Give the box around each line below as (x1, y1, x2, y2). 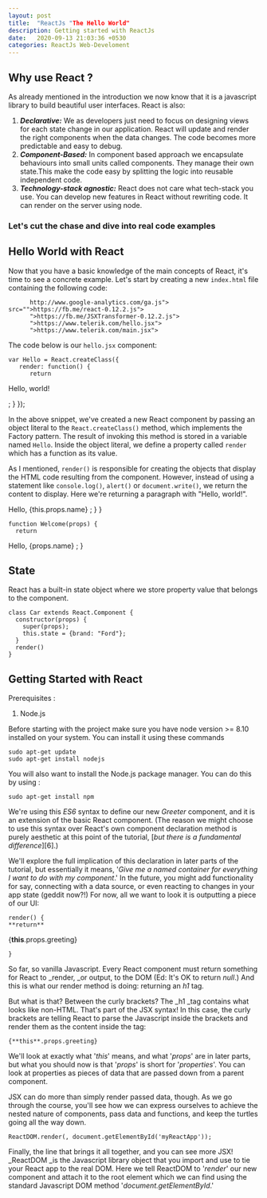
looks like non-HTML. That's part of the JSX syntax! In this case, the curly (8, 1005, 251, 1015)
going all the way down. (8, 1118, 87, 1127)
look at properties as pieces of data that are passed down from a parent (8, 1068, 245, 1078)
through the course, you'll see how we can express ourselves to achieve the (8, 1101, 258, 1110)
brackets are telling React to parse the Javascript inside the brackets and (8, 1013, 249, 1024)
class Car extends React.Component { (8, 609, 134, 617)
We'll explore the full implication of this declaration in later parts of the (8, 856, 239, 866)
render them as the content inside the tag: (8, 1022, 147, 1032)
